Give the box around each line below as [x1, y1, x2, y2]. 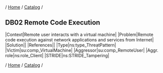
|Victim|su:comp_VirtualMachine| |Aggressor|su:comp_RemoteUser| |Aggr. [5, 47, 159, 53]
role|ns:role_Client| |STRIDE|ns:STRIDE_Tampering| [5, 52, 110, 58]
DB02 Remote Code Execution [5, 18, 100, 27]
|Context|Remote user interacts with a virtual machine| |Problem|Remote [5, 32, 154, 37]
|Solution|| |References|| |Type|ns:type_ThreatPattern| [5, 42, 116, 48]
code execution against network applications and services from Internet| [5, 36, 154, 42]
